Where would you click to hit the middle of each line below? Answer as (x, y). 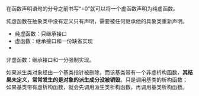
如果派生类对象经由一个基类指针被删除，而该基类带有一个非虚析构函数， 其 (97, 72)
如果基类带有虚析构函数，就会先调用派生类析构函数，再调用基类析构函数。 (97, 87)
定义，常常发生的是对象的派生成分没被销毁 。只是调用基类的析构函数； (102, 80)
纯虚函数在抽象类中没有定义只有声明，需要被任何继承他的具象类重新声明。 (97, 21)
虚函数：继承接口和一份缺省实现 (54, 41)
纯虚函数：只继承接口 (41, 34)
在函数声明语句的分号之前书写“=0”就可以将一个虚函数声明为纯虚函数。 (92, 9)
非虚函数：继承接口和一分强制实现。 (50, 60)
